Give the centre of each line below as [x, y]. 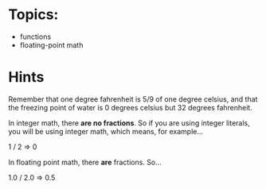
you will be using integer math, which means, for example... [106, 131]
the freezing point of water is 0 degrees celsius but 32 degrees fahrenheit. [130, 107]
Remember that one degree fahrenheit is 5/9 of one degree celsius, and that [133, 99]
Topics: [33, 15]
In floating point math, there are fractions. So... [85, 162]
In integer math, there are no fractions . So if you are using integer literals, [129, 123]
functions [35, 37]
